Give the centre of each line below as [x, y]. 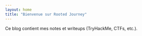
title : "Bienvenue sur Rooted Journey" [46, 14]
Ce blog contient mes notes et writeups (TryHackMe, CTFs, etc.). [71, 28]
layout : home [18, 10]
